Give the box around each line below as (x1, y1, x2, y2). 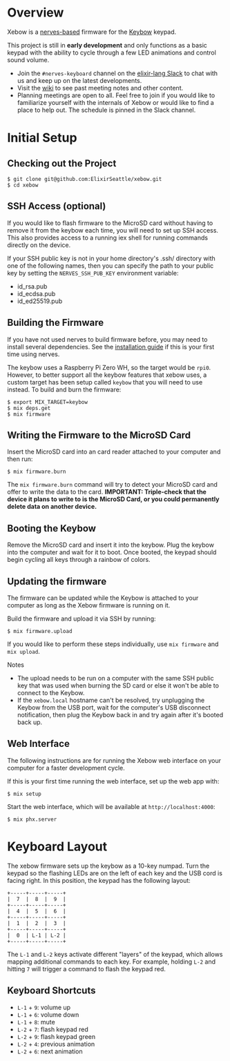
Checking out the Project (7, 157, 117, 169)
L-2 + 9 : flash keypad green (17, 1032, 96, 1040)
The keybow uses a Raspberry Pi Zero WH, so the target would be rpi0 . (7, 363, 211, 371)
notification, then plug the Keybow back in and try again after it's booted (17, 711, 223, 719)
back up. (17, 718, 43, 726)
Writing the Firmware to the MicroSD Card (7, 429, 191, 441)
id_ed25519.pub (17, 297, 63, 305)
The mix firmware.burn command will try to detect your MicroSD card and (7, 480, 218, 489)
